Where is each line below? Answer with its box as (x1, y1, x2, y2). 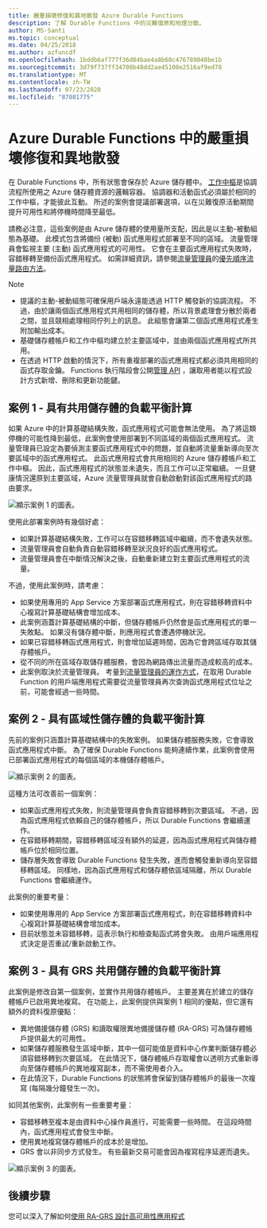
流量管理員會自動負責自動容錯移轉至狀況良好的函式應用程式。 (19, 544, 222, 553)
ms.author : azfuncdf (8, 48, 77, 56)
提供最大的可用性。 (26, 1033, 90, 1043)
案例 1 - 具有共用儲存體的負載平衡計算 (8, 401, 192, 414)
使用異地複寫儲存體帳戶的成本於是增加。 (19, 1137, 153, 1146)
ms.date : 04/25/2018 (8, 41, 77, 49)
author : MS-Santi (8, 26, 66, 34)
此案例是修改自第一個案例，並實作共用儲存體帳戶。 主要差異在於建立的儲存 (8, 986, 254, 996)
